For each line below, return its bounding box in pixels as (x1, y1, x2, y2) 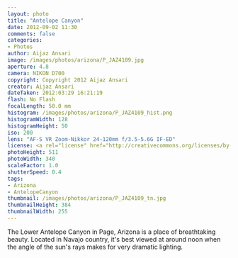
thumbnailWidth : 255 (7, 208, 69, 215)
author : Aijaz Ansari (7, 50, 72, 57)
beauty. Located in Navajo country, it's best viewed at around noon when (7, 235, 221, 243)
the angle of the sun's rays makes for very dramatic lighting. (7, 242, 183, 251)
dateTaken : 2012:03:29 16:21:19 (7, 89, 103, 96)
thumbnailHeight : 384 (7, 201, 72, 209)
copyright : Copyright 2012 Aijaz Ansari (7, 76, 129, 84)
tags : (7, 175, 23, 182)
